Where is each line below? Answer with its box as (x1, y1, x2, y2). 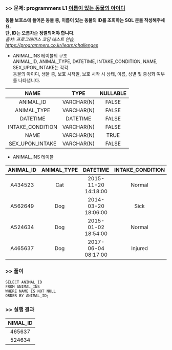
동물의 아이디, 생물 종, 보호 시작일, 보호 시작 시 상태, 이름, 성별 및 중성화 (12, 71, 156, 77)
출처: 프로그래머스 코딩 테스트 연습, (5, 36, 75, 43)
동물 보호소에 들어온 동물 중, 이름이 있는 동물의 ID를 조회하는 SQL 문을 (5, 17, 143, 24)
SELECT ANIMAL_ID (5, 279, 42, 285)
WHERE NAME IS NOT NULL (5, 289, 56, 294)
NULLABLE (99, 90, 127, 97)
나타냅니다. (18, 77, 41, 84)
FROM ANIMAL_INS (5, 284, 40, 289)
